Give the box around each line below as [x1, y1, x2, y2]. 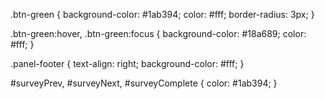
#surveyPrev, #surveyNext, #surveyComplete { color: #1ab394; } [10, 77, 278, 89]
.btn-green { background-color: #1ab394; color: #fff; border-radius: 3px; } [10, 9, 315, 20]
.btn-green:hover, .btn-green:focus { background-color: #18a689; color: [10, 28, 307, 39]
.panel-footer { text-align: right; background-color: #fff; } [10, 58, 245, 69]
